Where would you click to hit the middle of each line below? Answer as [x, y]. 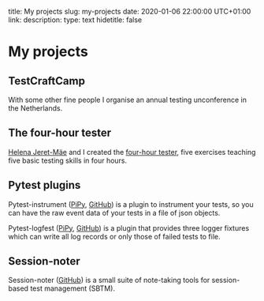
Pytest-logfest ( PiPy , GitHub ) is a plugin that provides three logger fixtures [129, 228]
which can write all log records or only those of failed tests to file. [114, 236]
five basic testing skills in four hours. [68, 160]
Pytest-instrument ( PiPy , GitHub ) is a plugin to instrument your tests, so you [131, 204]
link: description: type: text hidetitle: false [75, 20]
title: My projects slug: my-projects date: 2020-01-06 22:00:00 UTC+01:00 [130, 11]
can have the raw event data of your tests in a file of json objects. [114, 213]
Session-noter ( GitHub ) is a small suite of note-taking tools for [109, 280]
